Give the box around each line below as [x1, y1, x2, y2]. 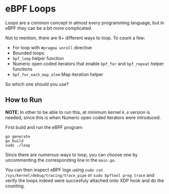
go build [5, 138, 24, 144]
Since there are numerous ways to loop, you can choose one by [5, 152, 138, 158]
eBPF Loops [5, 3, 56, 15]
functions [12, 66, 33, 72]
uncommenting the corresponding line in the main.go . [5, 157, 116, 163]
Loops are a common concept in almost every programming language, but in [5, 20, 164, 26]
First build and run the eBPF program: [5, 124, 83, 130]
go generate [5, 134, 30, 139]
